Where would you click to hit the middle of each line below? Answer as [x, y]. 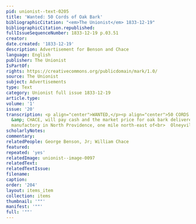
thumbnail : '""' [26, 201]
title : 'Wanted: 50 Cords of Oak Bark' [55, 17]
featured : [18, 147]
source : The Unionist [32, 76]
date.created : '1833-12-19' [40, 44]
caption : [17, 180]
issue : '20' [20, 109]
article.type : [23, 98]
